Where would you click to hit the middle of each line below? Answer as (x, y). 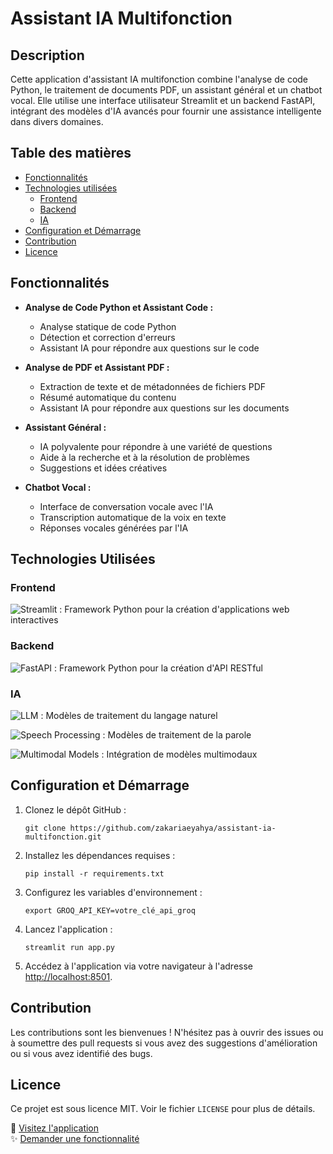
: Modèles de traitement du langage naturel (129, 715)
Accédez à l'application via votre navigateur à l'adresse (139, 966)
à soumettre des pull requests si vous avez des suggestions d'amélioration (164, 1043)
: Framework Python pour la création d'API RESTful (158, 668)
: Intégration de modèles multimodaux (179, 754)
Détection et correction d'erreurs (107, 337)
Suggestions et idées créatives (103, 468)
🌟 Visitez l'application (55, 1128)
